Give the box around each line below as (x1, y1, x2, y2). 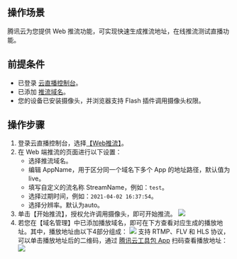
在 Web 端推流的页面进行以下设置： (17, 148, 122, 156)
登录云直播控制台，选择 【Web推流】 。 (17, 139, 128, 147)
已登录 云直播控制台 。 (17, 79, 82, 87)
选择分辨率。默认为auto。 (28, 201, 104, 209)
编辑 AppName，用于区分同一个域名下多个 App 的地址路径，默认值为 (28, 166, 231, 174)
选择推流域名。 (28, 156, 72, 165)
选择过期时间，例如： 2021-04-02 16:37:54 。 (28, 192, 158, 200)
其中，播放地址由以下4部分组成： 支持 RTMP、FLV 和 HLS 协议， (30, 227, 230, 236)
